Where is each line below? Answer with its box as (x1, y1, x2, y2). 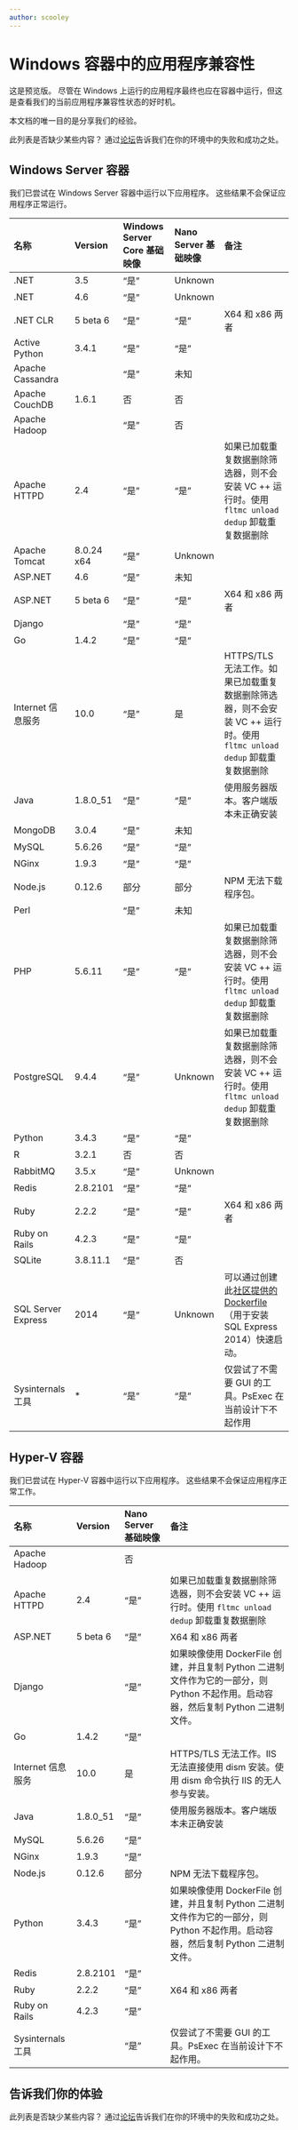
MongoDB (13, 824, 56, 836)
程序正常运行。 (16, 199, 72, 210)
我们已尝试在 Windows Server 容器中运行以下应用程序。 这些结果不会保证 (9, 187, 278, 198)
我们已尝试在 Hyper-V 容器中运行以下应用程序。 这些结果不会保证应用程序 (9, 1475, 279, 1486)
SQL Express (223, 1320, 278, 1333)
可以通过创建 (223, 1272, 278, 1284)
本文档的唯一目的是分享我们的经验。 (9, 115, 142, 125)
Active (13, 337, 41, 349)
